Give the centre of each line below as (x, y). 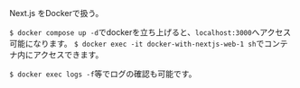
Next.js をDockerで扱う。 (56, 13)
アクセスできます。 (68, 55)
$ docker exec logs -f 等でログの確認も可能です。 (103, 74)
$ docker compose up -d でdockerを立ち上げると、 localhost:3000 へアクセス (150, 32)
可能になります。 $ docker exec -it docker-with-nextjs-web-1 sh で (137, 44)
